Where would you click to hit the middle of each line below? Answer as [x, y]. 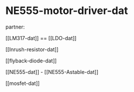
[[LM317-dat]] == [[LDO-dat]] [41, 38]
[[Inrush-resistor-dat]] [32, 49]
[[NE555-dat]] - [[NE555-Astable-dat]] [52, 72]
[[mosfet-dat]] [23, 83]
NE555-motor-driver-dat [67, 11]
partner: [15, 27]
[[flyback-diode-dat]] [31, 61]
